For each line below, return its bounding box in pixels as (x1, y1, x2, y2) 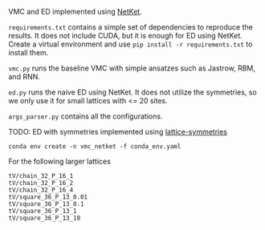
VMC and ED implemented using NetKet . (8, 7, 142, 16)
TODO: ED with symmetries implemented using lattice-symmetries (8, 127, 227, 136)
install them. (8, 48, 49, 57)
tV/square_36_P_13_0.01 (8, 193, 88, 201)
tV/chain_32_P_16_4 (8, 186, 74, 194)
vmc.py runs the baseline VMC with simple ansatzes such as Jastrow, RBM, (8, 63, 255, 73)
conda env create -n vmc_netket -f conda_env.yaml (8, 143, 181, 151)
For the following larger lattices (8, 156, 111, 166)
